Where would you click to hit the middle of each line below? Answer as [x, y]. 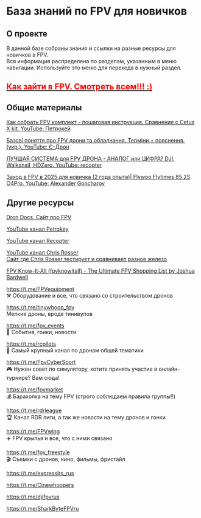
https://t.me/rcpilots [31, 344]
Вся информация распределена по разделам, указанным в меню [91, 61]
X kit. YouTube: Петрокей [39, 128]
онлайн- [169, 369]
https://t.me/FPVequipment [41, 289]
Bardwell [17, 278]
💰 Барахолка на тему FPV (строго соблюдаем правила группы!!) [91, 396]
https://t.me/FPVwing [33, 432]
